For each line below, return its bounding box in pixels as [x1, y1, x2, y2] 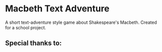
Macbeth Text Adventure [5, 3, 110, 14]
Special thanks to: [5, 39, 62, 48]
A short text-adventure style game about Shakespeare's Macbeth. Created [5, 19, 157, 25]
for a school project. [5, 24, 46, 30]
